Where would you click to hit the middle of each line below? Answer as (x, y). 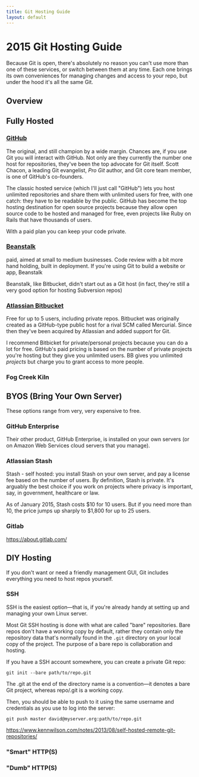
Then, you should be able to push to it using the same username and (90, 701)
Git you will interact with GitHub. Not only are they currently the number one (99, 157)
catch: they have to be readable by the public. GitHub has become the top (97, 201)
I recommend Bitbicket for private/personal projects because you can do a (97, 343)
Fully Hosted (30, 121)
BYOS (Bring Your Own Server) (64, 397)
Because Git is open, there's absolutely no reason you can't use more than (97, 63)
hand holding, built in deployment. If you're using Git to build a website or (96, 266)
